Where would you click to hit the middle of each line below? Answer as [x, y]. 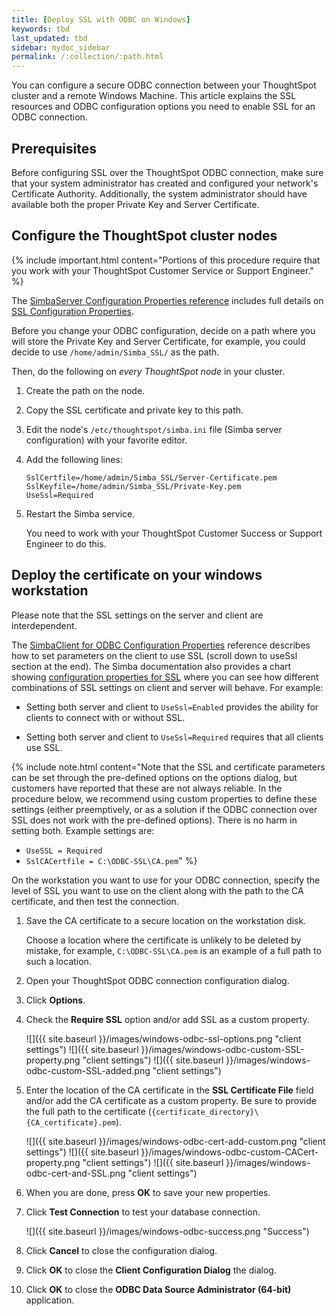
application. [50, 1300]
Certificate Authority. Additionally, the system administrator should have [159, 193]
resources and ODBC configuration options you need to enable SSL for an [163, 107]
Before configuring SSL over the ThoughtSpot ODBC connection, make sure [167, 172]
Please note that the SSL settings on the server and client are [137, 615]
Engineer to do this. [66, 543]
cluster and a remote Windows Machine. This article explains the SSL [154, 96]
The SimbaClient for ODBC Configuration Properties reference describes [161, 645]
